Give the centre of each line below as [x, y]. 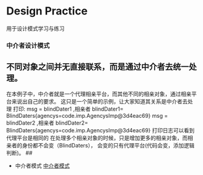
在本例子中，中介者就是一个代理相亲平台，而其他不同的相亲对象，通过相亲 [99, 94]
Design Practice [47, 11]
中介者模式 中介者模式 [42, 165]
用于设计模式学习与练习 [35, 28]
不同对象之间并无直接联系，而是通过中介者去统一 [98, 67]
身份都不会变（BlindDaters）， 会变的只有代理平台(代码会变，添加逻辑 [108, 145]
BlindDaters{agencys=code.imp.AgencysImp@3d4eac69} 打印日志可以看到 [100, 130]
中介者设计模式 [28, 45]
